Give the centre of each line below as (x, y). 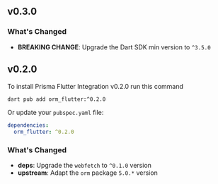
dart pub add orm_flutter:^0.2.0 (57, 99)
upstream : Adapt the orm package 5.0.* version (87, 173)
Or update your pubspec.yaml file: (56, 113)
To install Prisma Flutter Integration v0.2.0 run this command (96, 86)
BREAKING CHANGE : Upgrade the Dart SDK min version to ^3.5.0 (114, 47)
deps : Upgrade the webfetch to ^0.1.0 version (85, 166)
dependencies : (28, 125)
